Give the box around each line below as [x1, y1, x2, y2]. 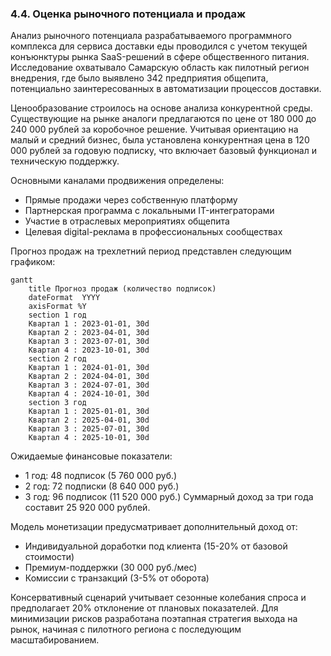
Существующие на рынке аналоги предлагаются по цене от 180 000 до [10, 113, 317, 125]
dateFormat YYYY [28, 293, 101, 303]
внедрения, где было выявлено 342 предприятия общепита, [10, 72, 269, 84]
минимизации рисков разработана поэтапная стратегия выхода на [10, 613, 298, 625]
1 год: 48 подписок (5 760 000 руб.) [24, 470, 178, 482]
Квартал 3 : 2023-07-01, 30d [28, 337, 150, 347]
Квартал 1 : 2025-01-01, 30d [28, 407, 150, 417]
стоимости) [24, 551, 75, 563]
